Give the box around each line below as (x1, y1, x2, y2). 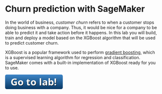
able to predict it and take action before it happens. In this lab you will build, (5, 30, 157, 35)
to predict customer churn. (5, 40, 59, 46)
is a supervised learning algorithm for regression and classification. (5, 54, 141, 60)
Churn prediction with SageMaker (5, 3, 145, 15)
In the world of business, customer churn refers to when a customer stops (5, 19, 155, 25)
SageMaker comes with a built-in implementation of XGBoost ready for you (5, 60, 156, 65)
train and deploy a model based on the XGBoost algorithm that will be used (5, 35, 156, 41)
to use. (5, 64, 19, 71)
